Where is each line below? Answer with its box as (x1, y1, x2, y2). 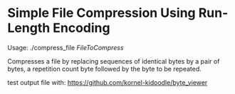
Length (7, 20, 51, 36)
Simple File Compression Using (7, 5, 196, 21)
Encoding (53, 20, 110, 36)
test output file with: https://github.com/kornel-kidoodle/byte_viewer (7, 78, 208, 86)
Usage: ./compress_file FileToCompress (7, 43, 124, 52)
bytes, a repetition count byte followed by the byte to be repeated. (7, 64, 202, 73)
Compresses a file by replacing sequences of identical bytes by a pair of (7, 57, 220, 65)
